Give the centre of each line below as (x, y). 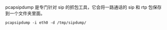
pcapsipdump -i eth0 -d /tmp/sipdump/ (46, 23)
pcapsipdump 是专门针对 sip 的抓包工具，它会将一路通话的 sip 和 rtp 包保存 (83, 7)
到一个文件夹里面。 (25, 13)
